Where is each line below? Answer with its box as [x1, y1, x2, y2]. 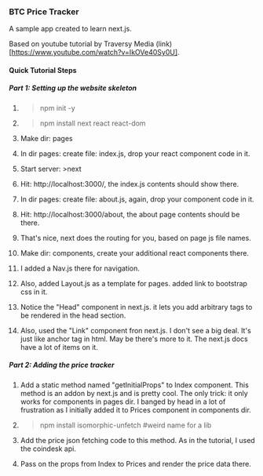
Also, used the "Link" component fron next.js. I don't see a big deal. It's [20, 325, 252, 335]
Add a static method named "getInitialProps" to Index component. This [20, 380, 250, 390]
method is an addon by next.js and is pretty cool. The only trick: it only [20, 388, 248, 398]
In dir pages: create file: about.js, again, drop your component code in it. [20, 194, 254, 204]
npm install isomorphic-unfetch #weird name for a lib [39, 420, 212, 430]
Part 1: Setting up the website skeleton [9, 83, 137, 93]
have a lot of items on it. [20, 342, 99, 351]
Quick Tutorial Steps [9, 65, 77, 74]
